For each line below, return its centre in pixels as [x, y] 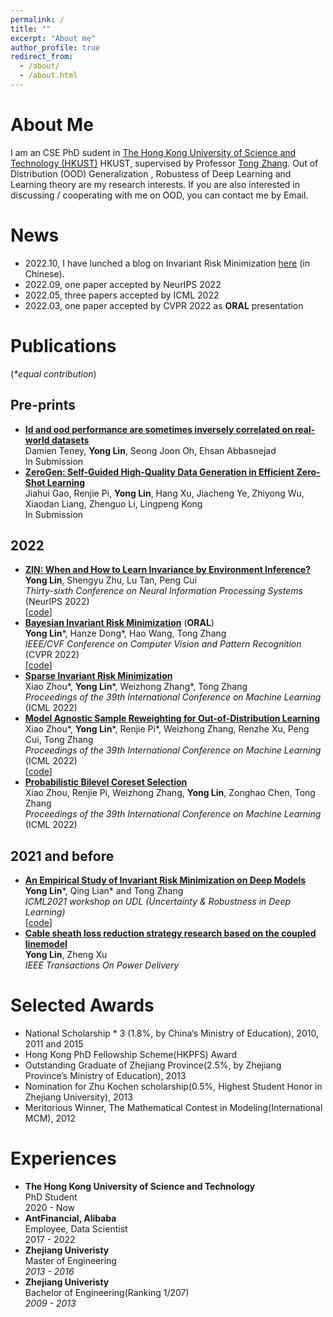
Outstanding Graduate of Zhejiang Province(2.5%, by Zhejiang [153, 1065]
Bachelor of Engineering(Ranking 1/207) [107, 1292]
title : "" [31, 29]
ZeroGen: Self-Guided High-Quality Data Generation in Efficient [159, 472]
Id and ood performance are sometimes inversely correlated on [158, 429]
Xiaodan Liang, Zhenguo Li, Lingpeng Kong [113, 503]
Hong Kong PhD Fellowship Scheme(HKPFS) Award [131, 1055]
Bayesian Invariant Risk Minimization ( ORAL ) [119, 623]
